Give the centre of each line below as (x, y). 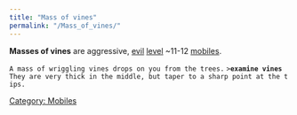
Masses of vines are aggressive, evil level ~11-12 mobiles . (116, 50)
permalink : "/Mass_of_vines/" (65, 26)
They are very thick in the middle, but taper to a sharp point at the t (149, 76)
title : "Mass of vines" (53, 17)
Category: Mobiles (43, 100)
